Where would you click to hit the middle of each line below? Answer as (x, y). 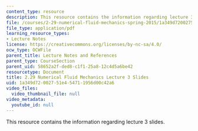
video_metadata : (26, 99)
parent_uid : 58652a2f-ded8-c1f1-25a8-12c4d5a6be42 (70, 66)
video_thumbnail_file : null (46, 94)
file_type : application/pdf (41, 28)
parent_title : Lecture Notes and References (62, 55)
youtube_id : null (33, 105)
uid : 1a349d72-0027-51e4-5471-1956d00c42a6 (60, 83)
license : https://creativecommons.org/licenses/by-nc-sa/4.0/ (84, 45)
